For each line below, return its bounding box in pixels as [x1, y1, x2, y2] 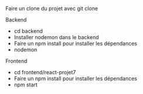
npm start [13, 81, 38, 88]
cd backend [13, 27, 43, 34]
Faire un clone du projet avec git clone [5, 5, 98, 12]
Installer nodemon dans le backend [13, 34, 99, 40]
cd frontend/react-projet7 [13, 69, 76, 75]
